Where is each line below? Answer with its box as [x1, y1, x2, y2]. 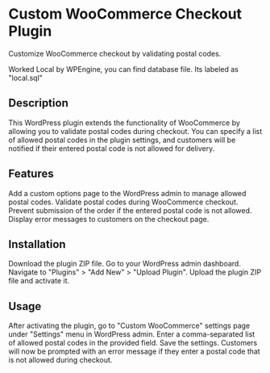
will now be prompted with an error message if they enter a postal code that [8, 346, 260, 356]
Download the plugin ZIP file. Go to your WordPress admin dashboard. [8, 259, 242, 269]
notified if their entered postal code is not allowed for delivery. [8, 143, 215, 153]
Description [8, 96, 69, 110]
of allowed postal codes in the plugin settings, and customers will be [8, 135, 236, 145]
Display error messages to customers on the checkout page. [8, 214, 210, 224]
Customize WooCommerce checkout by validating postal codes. [8, 48, 222, 58]
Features [8, 167, 54, 181]
